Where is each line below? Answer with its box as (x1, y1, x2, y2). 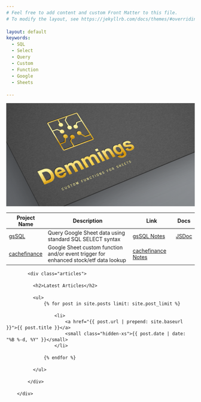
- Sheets (11, 79, 33, 85)
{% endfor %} (44, 355, 77, 361)
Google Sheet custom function (47, 244, 123, 251)
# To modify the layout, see (6, 16, 79, 22)
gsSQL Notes (132, 232, 166, 239)
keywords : (6, 35, 31, 41)
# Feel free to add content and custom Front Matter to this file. (6, 10, 178, 16)
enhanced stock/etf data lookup (47, 257, 127, 264)
